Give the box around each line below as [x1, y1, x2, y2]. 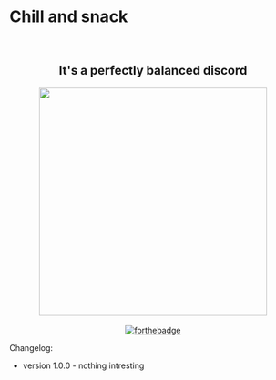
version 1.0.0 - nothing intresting [22, 360, 145, 371]
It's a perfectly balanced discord [58, 63, 248, 78]
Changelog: [9, 342, 53, 353]
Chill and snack [9, 6, 128, 27]
